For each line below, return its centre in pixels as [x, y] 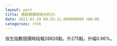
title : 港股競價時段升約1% [30, 14]
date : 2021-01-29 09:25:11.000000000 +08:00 [52, 19]
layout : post [19, 10]
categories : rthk [23, 24]
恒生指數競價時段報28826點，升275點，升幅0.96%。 [60, 38]
